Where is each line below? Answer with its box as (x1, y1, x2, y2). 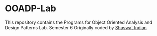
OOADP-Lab (5, 3, 56, 14)
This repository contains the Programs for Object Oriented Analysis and (5, 19, 152, 25)
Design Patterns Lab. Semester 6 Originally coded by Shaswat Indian (5, 24, 147, 30)
